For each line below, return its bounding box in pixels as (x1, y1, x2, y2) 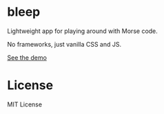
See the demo (7, 53, 47, 62)
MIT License (7, 100, 43, 109)
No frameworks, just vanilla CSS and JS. (7, 40, 122, 48)
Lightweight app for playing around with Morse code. (7, 27, 158, 35)
